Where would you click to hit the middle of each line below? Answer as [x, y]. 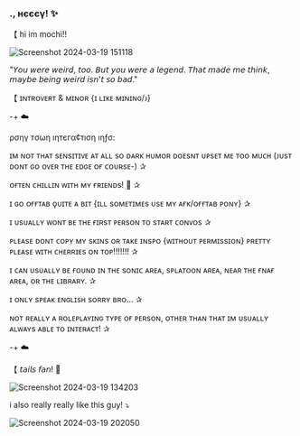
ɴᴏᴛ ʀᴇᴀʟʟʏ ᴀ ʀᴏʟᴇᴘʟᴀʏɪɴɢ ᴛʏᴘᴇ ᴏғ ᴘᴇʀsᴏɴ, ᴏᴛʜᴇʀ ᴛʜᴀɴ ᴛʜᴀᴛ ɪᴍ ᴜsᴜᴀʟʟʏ [139, 318]
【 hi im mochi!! [38, 34]
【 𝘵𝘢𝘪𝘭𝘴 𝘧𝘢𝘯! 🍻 [35, 369]
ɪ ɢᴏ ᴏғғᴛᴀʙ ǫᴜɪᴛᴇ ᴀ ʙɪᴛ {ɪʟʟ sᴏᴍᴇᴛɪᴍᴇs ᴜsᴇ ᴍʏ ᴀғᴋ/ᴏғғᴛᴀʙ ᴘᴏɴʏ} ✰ [130, 204]
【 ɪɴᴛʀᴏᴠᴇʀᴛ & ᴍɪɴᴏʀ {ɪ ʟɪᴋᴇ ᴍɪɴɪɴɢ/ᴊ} [80, 98]
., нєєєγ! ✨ [34, 14]
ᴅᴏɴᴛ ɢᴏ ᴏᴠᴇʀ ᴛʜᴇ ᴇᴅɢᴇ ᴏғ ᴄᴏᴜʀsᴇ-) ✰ [78, 166]
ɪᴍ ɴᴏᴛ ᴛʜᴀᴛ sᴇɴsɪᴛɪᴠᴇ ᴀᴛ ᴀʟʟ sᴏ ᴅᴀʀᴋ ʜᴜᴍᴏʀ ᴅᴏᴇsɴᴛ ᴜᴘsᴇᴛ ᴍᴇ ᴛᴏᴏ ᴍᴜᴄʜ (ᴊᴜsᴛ [150, 155]
